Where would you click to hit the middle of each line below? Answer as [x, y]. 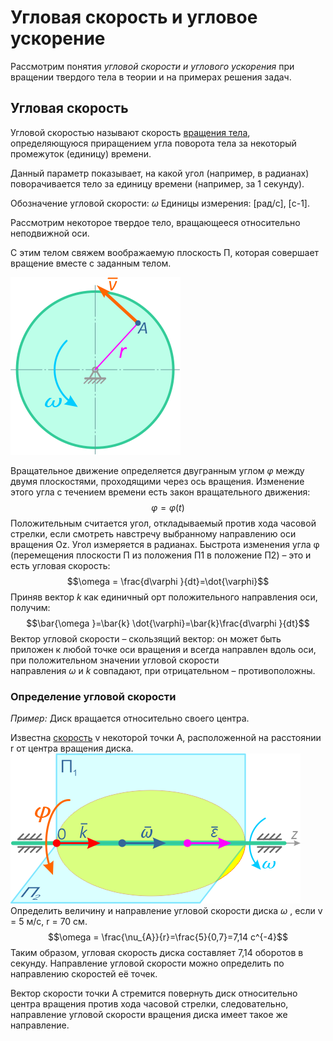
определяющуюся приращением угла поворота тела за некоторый [153, 143]
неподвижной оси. [50, 233]
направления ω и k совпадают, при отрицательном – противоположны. [163, 670]
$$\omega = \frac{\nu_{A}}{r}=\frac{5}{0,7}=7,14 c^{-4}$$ [167, 937]
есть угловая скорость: [60, 565]
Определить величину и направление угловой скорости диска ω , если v [166, 911]
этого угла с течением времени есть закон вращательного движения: [160, 492]
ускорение [58, 38]
